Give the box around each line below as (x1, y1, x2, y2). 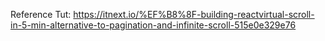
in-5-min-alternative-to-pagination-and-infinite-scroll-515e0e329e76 (10, 19, 297, 31)
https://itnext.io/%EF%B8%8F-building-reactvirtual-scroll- (73, 9, 315, 20)
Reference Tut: (10, 9, 72, 20)
